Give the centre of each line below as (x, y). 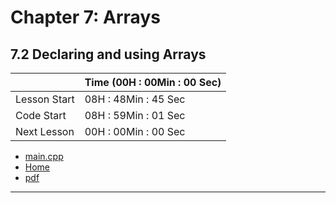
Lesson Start (45, 99)
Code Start (41, 115)
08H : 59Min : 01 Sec (135, 115)
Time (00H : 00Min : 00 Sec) (153, 82)
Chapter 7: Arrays (85, 17)
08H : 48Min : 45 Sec (135, 99)
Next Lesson (45, 131)
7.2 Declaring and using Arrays (108, 54)
